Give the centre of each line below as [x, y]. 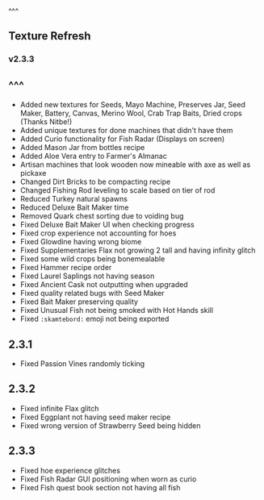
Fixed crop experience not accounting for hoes [98, 233]
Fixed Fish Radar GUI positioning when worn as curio [108, 479]
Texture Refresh [50, 36]
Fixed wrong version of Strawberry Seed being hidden [110, 425]
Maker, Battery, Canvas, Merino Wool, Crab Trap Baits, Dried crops [131, 113]
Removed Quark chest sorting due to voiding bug [102, 216]
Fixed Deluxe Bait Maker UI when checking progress [107, 225]
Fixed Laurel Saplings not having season [87, 276]
